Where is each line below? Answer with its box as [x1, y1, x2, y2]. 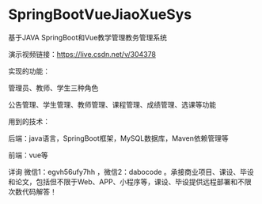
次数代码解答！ [8, 187, 57, 196]
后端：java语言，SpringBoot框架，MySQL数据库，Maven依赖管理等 [8, 133, 229, 143]
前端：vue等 [8, 150, 49, 160]
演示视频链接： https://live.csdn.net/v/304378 [8, 49, 157, 59]
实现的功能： [8, 66, 50, 76]
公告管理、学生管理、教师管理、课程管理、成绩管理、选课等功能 [8, 100, 216, 109]
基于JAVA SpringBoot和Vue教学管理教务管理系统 [8, 32, 168, 42]
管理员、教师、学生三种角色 [8, 83, 99, 93]
